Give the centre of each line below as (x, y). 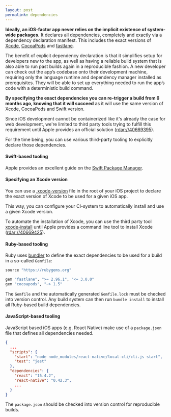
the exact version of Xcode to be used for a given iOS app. (67, 196)
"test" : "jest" (31, 361)
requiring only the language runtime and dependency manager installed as (83, 77)
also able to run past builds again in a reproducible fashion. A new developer (85, 66)
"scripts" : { (24, 352)
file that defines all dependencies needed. (49, 333)
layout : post (19, 10)
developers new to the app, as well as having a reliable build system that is (83, 61)
